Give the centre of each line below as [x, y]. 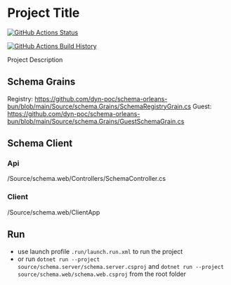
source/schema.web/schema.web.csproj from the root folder [101, 274]
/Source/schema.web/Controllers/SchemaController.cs [87, 179]
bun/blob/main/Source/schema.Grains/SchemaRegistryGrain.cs [99, 106]
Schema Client [40, 143]
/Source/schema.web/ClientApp [54, 212]
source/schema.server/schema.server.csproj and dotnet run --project [121, 266]
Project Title [44, 13]
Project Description [35, 59]
